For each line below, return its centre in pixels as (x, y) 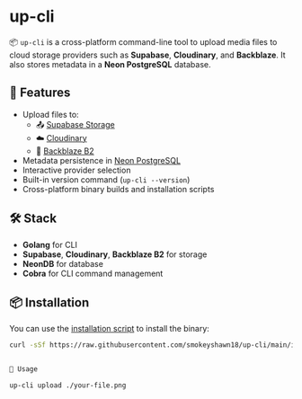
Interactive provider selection (76, 170)
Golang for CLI (50, 244)
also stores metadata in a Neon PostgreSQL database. (110, 64)
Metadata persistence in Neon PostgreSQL (102, 160)
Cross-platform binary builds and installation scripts (118, 189)
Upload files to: (50, 114)
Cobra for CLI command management (93, 273)
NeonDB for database (62, 263)
